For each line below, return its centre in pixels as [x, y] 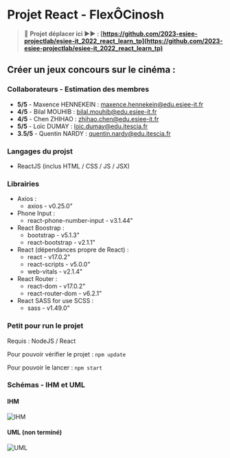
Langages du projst [40, 151]
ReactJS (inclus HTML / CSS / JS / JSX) [73, 166]
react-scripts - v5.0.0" [59, 265]
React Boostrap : [41, 228]
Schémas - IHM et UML [46, 385]
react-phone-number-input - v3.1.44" [80, 221]
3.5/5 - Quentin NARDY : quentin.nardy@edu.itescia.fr [94, 133]
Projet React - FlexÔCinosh [86, 15]
